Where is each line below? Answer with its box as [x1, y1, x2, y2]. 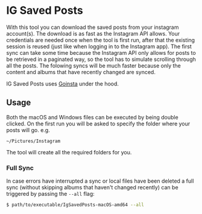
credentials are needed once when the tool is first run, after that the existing [6, 36, 195, 43]
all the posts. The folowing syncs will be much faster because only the [6, 61, 181, 69]
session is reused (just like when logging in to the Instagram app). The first [6, 43, 192, 50]
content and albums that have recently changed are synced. [6, 68, 156, 75]
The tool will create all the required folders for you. [6, 148, 132, 156]
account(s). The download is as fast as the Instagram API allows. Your [6, 30, 180, 37]
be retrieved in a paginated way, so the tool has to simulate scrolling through [6, 55, 196, 63]
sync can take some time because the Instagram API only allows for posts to [6, 49, 196, 56]
